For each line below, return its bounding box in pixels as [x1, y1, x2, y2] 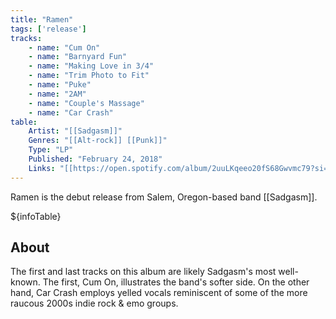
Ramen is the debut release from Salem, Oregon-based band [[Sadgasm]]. [10, 191, 318, 203]
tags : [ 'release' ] [10, 24, 87, 34]
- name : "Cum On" [28, 42, 101, 53]
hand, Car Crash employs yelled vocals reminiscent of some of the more [10, 287, 308, 299]
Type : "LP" [28, 145, 74, 155]
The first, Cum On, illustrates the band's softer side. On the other [42, 276, 310, 288]
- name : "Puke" [28, 80, 92, 90]
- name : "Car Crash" [28, 107, 114, 118]
